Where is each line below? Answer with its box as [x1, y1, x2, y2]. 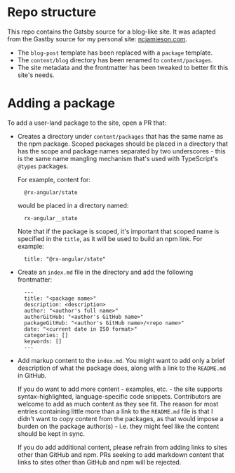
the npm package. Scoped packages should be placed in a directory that [17, 139, 228, 148]
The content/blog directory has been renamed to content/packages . [17, 55, 213, 64]
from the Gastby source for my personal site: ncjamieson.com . [7, 34, 188, 43]
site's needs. [17, 71, 55, 79]
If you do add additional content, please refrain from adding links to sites [17, 443, 228, 451]
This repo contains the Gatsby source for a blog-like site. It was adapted [7, 27, 216, 36]
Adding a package [7, 95, 116, 111]
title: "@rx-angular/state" [24, 255, 107, 263]
